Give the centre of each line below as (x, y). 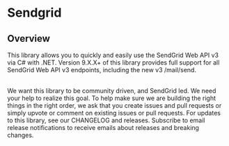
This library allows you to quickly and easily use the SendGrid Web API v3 (113, 55)
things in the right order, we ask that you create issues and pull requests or (114, 105)
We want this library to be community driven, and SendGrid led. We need (112, 91)
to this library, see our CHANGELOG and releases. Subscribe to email (106, 120)
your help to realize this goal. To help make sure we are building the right (112, 98)
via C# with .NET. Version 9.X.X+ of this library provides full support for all (113, 63)
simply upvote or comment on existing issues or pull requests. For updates (114, 113)
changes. (21, 135)
